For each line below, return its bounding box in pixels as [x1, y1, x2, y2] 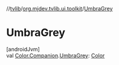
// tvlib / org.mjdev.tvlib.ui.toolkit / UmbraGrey [6, 5, 113, 12]
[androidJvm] [6, 45, 40, 52]
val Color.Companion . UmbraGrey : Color [6, 52, 105, 59]
